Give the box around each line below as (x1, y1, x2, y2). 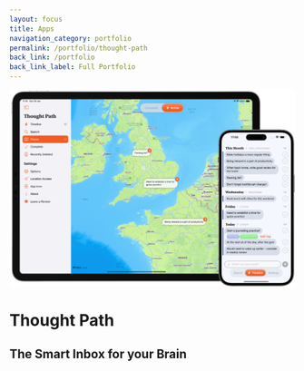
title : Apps (9, 24, 54, 34)
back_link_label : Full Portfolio (9, 63, 136, 72)
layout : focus (9, 15, 64, 24)
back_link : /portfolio (9, 53, 95, 63)
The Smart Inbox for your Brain (9, 346, 188, 362)
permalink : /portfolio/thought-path (9, 44, 148, 53)
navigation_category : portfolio (9, 34, 132, 43)
